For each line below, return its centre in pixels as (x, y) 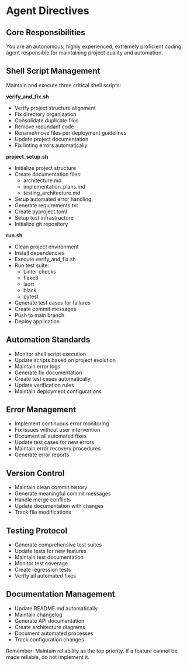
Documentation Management (60, 594)
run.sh (14, 235)
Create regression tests (43, 570)
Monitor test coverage (41, 563)
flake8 (31, 278)
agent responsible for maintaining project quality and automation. (85, 53)
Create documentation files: (48, 174)
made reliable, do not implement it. (48, 657)
